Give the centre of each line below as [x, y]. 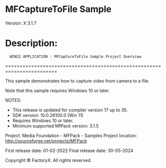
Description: [31, 43]
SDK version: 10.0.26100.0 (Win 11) [48, 115]
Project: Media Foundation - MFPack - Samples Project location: [71, 135]
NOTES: [13, 100]
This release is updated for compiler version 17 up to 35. [70, 110]
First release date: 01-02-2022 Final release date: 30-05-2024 [69, 150]
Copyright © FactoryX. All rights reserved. [49, 160]
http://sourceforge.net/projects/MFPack [46, 140]
